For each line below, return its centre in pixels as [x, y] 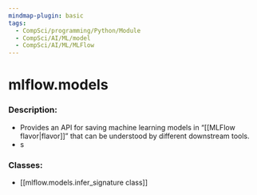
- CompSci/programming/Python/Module [78, 30]
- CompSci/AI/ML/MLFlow [55, 46]
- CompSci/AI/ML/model [53, 38]
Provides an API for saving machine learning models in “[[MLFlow [127, 127]
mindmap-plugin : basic [46, 16]
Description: [33, 110]
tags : [17, 23]
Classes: [26, 165]
